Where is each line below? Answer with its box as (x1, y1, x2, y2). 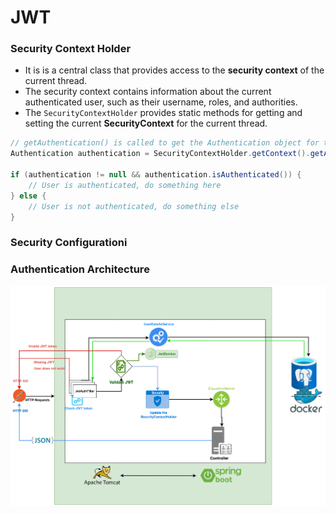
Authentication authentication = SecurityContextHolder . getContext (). (10, 149, 311, 159)
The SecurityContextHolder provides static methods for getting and (24, 107, 303, 119)
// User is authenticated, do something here (28, 180, 222, 190)
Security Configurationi (10, 236, 128, 250)
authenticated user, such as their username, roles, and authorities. (24, 96, 298, 108)
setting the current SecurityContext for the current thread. (24, 117, 268, 130)
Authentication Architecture (10, 262, 150, 276)
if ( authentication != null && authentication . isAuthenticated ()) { (10, 170, 302, 180)
